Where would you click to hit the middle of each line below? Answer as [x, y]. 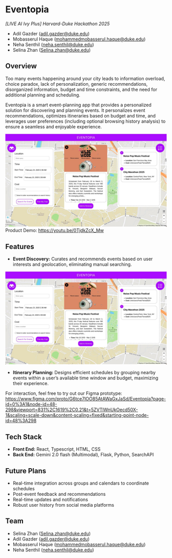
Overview [21, 66]
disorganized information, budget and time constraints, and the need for [81, 89]
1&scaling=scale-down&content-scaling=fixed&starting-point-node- [77, 415]
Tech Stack [24, 437]
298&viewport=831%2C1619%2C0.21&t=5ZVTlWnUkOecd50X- [72, 410]
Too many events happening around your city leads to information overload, [85, 79]
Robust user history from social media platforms [63, 505]
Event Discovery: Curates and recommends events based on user [83, 259]
